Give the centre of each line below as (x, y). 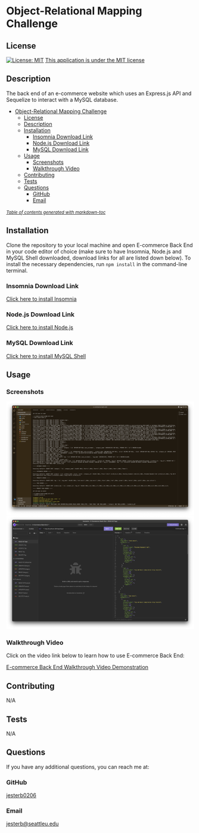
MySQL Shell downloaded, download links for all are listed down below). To (99, 258)
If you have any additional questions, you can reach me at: (78, 767)
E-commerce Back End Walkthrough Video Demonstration (77, 667)
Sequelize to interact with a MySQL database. (62, 99)
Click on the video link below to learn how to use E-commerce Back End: (95, 655)
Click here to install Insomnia (41, 299)
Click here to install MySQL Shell (46, 356)
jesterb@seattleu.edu (32, 824)
